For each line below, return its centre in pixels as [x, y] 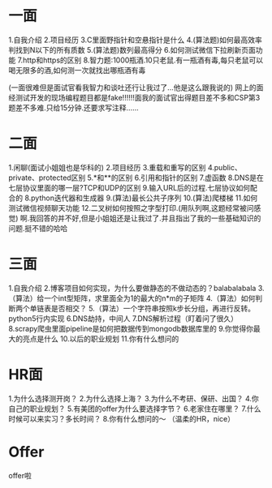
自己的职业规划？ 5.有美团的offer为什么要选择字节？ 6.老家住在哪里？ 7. [128, 409]
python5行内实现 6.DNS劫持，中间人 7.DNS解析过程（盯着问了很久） [123, 318]
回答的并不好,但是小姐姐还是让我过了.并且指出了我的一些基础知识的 [149, 218]
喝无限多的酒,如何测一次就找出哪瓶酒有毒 [77, 70]
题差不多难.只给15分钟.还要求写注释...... [74, 107]
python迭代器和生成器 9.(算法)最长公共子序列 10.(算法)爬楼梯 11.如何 [145, 198]
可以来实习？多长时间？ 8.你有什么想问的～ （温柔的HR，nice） [129, 418]
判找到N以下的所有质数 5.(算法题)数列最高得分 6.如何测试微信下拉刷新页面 [132, 49]
